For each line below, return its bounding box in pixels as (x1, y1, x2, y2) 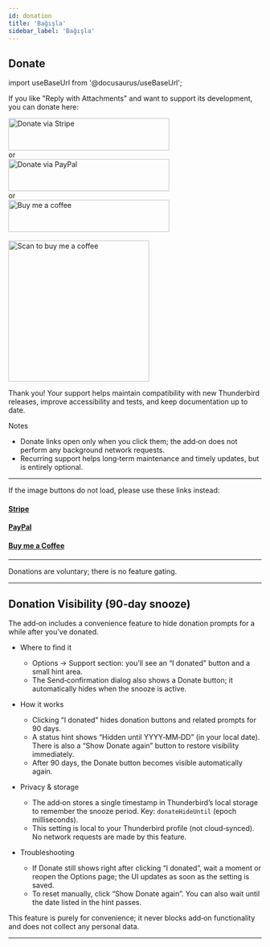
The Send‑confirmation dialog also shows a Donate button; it (31, 675, 233, 685)
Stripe (8, 504, 30, 513)
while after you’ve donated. (8, 627, 99, 637)
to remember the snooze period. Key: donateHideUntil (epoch (31, 807, 237, 816)
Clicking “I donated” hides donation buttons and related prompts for (31, 715, 257, 725)
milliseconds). (31, 815, 79, 824)
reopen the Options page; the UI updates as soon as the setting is (31, 872, 250, 882)
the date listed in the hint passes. (31, 898, 142, 908)
